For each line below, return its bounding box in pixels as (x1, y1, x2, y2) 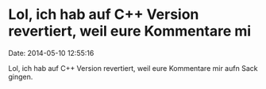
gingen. (8, 72, 33, 81)
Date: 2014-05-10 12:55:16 (8, 48, 94, 57)
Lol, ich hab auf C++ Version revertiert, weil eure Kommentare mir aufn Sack (8, 63, 258, 72)
